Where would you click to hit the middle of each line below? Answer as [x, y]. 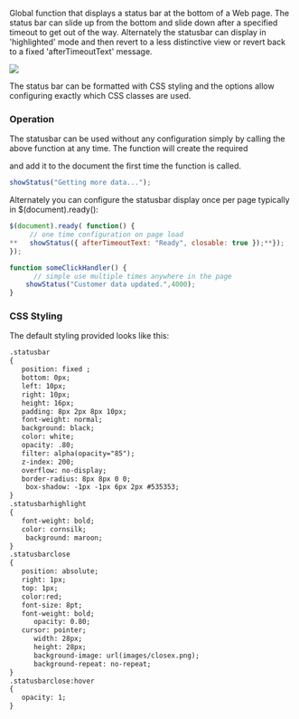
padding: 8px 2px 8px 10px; [74, 411]
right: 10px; [46, 394]
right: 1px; [44, 580]
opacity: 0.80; [62, 622]
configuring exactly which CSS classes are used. [100, 96]
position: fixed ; [56, 369]
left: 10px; [44, 386]
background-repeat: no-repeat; [92, 664]
